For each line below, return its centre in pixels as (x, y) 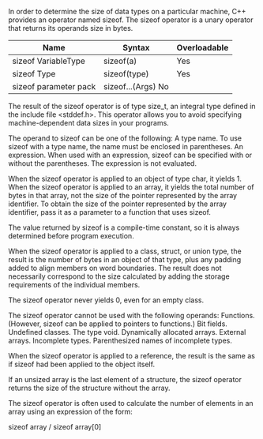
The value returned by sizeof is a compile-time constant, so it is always (124, 227)
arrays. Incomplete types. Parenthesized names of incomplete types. (120, 340)
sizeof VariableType (49, 61)
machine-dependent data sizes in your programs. (89, 123)
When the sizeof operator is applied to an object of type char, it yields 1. (125, 178)
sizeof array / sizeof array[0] (55, 427)
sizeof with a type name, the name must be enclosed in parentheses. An (126, 146)
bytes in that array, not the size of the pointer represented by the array (123, 195)
